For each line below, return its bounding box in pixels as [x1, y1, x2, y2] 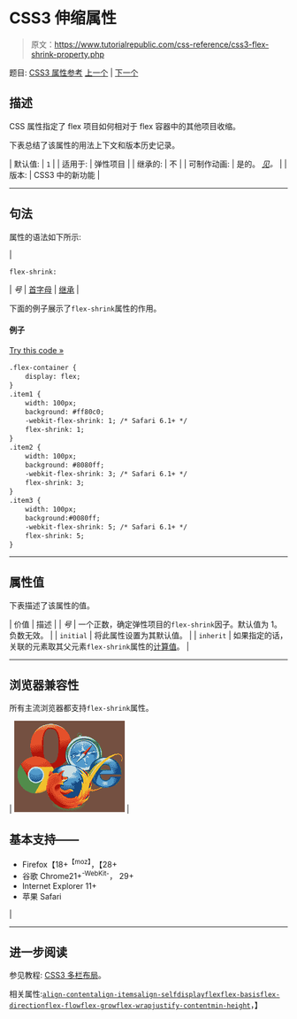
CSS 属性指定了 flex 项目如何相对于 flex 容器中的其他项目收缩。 [9, 120, 241, 131]
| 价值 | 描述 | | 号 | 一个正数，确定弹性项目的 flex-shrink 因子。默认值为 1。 [9, 619, 283, 629]
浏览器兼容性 [9, 677, 80, 692]
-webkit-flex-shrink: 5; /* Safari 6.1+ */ [25, 522, 188, 531]
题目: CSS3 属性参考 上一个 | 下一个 [9, 67, 139, 78]
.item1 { [9, 390, 42, 398]
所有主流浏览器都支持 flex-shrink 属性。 [9, 703, 154, 714]
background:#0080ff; [25, 513, 101, 522]
